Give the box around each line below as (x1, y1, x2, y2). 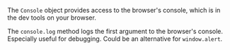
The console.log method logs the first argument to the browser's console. (7, 27, 224, 35)
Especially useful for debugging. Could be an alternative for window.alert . (7, 35, 223, 43)
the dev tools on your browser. (7, 13, 97, 22)
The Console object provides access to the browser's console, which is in (7, 6, 221, 14)
